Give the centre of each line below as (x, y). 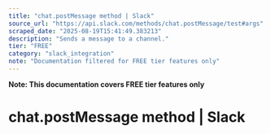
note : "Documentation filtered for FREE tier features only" (114, 62)
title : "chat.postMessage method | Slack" (81, 16)
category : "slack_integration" (61, 54)
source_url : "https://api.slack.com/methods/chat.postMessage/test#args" (136, 24)
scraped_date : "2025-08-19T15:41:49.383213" (85, 31)
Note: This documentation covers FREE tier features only (107, 84)
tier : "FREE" (31, 46)
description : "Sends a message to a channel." (89, 39)
